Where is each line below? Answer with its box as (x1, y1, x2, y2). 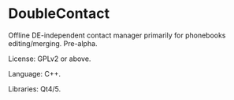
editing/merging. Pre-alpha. (8, 38, 98, 48)
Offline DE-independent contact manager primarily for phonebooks (8, 30, 226, 40)
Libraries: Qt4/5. (8, 84, 61, 94)
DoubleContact (8, 5, 110, 23)
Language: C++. (8, 69, 61, 78)
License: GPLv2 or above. (8, 54, 91, 63)
